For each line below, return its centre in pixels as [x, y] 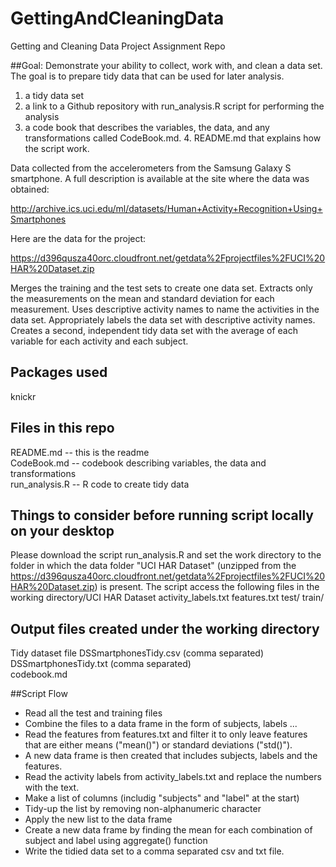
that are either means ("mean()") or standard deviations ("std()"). [158, 745]
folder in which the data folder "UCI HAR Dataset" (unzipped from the [153, 566]
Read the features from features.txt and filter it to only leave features [166, 734]
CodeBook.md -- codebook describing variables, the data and [138, 463]
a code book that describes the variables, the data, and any [147, 127]
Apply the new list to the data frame [98, 819]
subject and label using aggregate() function [116, 841]
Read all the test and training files [93, 713]
